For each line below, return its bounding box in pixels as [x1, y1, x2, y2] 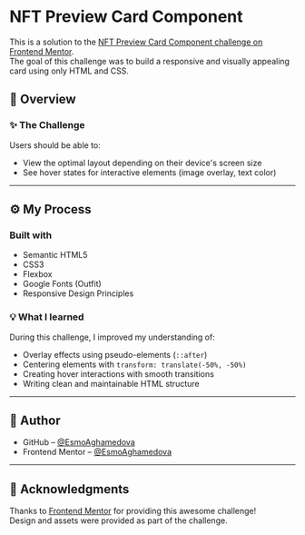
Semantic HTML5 [22, 250, 88, 261]
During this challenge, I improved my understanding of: [9, 332, 215, 342]
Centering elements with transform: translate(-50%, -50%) [22, 359, 247, 370]
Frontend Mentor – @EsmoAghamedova [22, 447, 172, 458]
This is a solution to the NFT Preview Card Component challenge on [9, 36, 263, 47]
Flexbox [22, 269, 53, 280]
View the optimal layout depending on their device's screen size [22, 157, 262, 168]
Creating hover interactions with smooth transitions [22, 368, 215, 379]
